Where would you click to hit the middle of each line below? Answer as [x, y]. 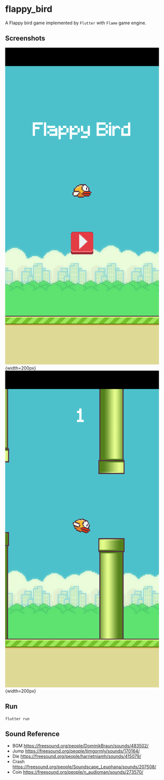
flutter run [17, 719]
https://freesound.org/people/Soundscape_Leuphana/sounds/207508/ [84, 767]
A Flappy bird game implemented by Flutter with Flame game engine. [76, 23]
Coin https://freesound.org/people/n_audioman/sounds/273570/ [78, 772]
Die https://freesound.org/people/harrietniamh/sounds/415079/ [77, 756]
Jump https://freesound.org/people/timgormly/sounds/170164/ [76, 751]
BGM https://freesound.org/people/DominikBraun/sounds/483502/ [81, 746]
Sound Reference [32, 734]
